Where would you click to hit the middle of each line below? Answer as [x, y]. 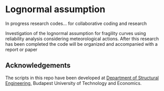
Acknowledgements [38, 65]
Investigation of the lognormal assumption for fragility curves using [76, 33]
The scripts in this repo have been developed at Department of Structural [82, 78]
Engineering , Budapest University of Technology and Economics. [73, 83]
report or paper [21, 49]
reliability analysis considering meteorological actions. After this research [82, 39]
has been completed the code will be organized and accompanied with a [81, 44]
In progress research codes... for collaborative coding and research [76, 23]
